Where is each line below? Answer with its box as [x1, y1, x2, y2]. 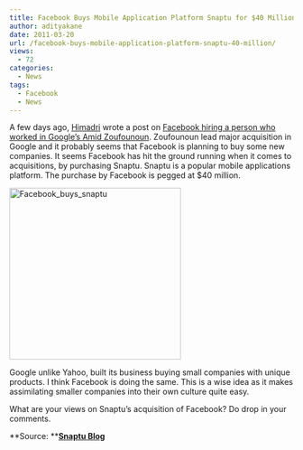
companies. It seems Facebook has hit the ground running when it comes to [9, 151, 292, 162]
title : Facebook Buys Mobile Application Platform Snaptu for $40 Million [9, 13, 297, 23]
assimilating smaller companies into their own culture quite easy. [9, 386, 250, 398]
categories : [9, 64, 54, 73]
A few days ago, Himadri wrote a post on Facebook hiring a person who [9, 122, 276, 133]
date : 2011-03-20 [9, 30, 75, 39]
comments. [9, 413, 51, 425]
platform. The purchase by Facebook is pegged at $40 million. [9, 170, 241, 181]
